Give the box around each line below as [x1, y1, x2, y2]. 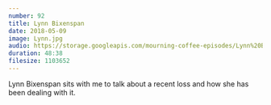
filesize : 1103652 [8, 57, 70, 65]
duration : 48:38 [8, 49, 63, 57]
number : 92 [8, 11, 45, 20]
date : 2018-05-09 [8, 27, 67, 35]
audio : [8, 42, 31, 50]
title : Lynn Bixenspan [8, 19, 85, 27]
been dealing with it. [8, 87, 77, 97]
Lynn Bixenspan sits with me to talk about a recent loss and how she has [8, 78, 249, 89]
